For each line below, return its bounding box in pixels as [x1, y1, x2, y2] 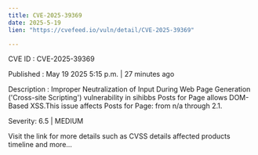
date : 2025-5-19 [8, 19, 61, 27]
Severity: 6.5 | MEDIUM [8, 117, 84, 126]
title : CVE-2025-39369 [8, 11, 82, 20]
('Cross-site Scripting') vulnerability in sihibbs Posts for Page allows [8, 93, 227, 103]
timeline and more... [8, 140, 73, 150]
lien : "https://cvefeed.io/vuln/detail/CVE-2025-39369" [8, 26, 194, 34]
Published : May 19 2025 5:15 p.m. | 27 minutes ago [8, 70, 175, 79]
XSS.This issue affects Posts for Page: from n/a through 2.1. [30, 101, 223, 110]
